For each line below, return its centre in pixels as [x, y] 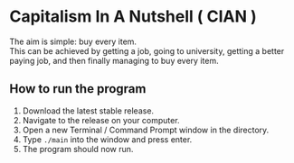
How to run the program [78, 89]
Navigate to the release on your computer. [101, 120]
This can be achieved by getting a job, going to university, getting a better [147, 50]
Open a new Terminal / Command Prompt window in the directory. [146, 130]
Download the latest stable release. [88, 111]
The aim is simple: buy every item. [73, 41]
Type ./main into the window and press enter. [107, 139]
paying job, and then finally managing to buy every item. [114, 60]
